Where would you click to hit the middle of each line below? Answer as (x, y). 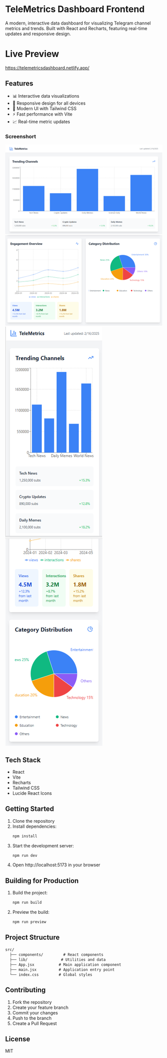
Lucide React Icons (32, 793)
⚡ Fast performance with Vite (42, 114)
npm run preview (29, 922)
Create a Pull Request (35, 1023)
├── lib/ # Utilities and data (58, 959)
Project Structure (32, 938)
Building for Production (42, 881)
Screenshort (21, 136)
